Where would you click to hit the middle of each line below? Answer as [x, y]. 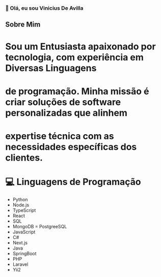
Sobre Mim [23, 25]
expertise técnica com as [60, 136]
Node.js [21, 205]
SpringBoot [24, 253]
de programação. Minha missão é [77, 91]
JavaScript [24, 232]
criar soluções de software [63, 102]
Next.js [20, 242]
